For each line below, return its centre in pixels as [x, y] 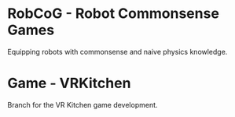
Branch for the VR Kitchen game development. [83, 105]
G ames [31, 30]
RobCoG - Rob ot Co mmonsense [113, 14]
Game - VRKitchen [69, 83]
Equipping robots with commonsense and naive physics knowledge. [117, 51]
